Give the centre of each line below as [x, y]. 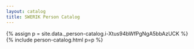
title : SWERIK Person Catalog [43, 17]
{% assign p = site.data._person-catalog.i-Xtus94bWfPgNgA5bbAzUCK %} [97, 33]
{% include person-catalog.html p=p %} [55, 40]
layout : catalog [26, 11]
